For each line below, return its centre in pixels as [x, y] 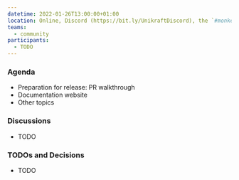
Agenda [21, 72]
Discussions [29, 121]
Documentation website [52, 95]
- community [32, 34]
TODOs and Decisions [46, 155]
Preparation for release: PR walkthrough [76, 88]
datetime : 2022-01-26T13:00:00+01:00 [63, 14]
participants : [28, 41]
